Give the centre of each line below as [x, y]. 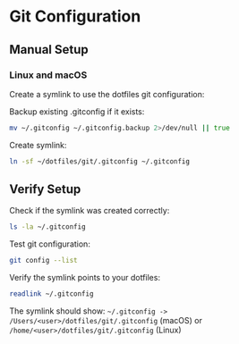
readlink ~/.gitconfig [51, 294]
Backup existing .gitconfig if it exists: [77, 111]
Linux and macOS [48, 75]
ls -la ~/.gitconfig [48, 227]
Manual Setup [49, 50]
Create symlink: [38, 145]
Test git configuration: [50, 244]
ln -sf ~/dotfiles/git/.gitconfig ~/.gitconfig [100, 161]
